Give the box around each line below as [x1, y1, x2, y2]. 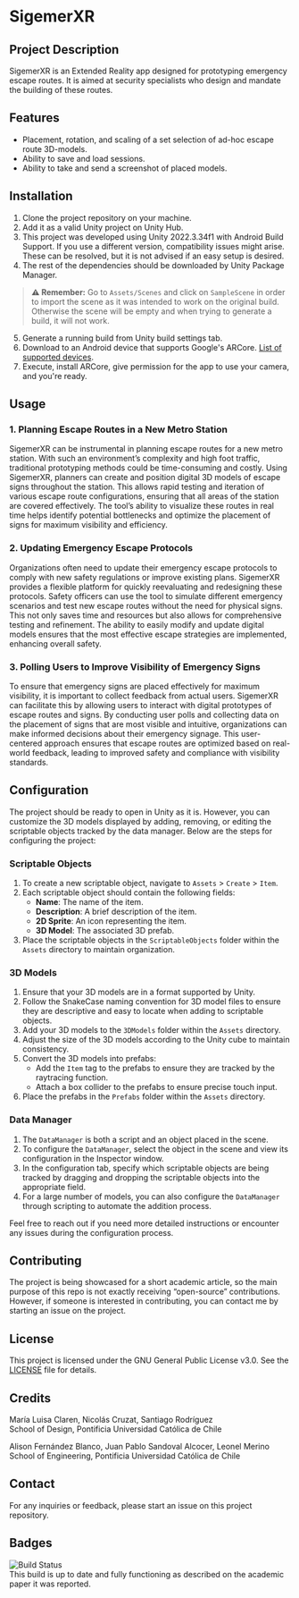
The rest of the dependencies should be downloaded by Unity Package [21, 259, 285, 270]
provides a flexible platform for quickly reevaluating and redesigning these [9, 581, 283, 592]
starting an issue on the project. [9, 1306, 127, 1316]
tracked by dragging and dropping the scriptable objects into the [21, 1171, 261, 1182]
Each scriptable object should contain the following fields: [21, 887, 236, 898]
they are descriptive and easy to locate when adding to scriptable [21, 1006, 264, 1017]
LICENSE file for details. [9, 1365, 97, 1375]
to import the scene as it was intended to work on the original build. [30, 296, 279, 307]
